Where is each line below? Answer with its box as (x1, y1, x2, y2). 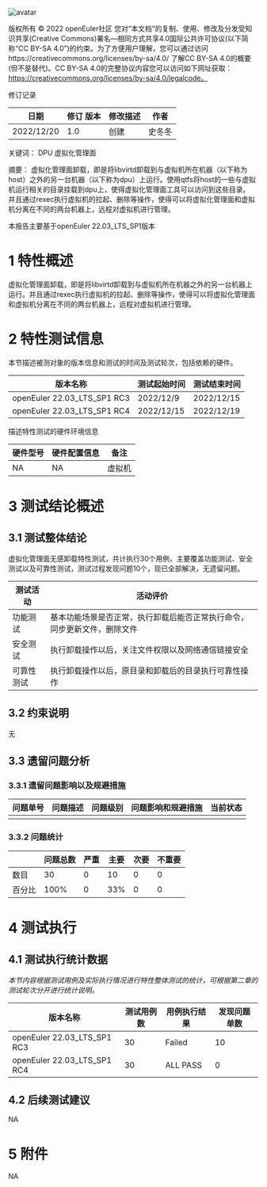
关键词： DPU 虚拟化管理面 (8, 148, 97, 158)
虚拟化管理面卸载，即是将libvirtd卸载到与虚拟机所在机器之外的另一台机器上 (8, 280, 253, 289)
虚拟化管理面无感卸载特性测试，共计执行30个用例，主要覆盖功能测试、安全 (8, 554, 254, 563)
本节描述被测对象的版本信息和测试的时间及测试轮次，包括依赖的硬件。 (8, 357, 238, 367)
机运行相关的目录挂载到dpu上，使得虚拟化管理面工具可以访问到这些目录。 (8, 185, 250, 194)
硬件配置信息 (51, 447, 101, 458)
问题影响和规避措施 (131, 802, 204, 813)
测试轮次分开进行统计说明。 (8, 985, 99, 995)
